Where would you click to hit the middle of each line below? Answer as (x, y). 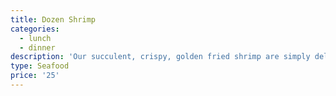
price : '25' (35, 76)
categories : (35, 29)
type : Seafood (40, 66)
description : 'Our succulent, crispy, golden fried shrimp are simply (160, 57)
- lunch (35, 38)
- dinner (37, 47)
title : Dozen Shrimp (53, 19)
